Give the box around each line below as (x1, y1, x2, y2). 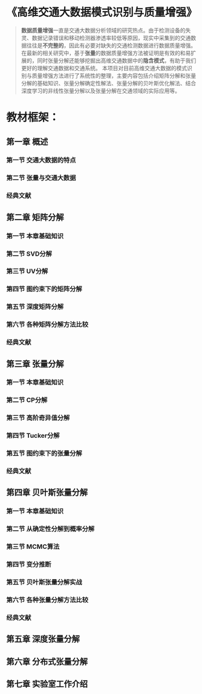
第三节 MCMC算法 (6, 542, 60, 551)
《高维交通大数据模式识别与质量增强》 (6, 5, 198, 19)
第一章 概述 (6, 137, 48, 147)
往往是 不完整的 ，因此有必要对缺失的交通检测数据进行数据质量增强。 (26, 42, 197, 49)
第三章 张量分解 (6, 358, 64, 369)
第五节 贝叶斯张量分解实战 (6, 578, 83, 586)
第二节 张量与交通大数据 (6, 173, 76, 182)
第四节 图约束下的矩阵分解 (6, 285, 83, 293)
